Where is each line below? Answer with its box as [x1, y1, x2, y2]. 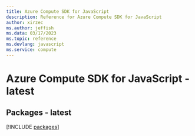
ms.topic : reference [6, 36, 57, 42]
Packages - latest [6, 108, 72, 118]
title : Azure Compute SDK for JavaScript [6, 8, 110, 15]
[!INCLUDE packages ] [6, 123, 60, 130]
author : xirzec [6, 19, 44, 25]
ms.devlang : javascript [6, 42, 65, 47]
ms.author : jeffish [6, 25, 54, 31]
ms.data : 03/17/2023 [6, 30, 57, 36]
